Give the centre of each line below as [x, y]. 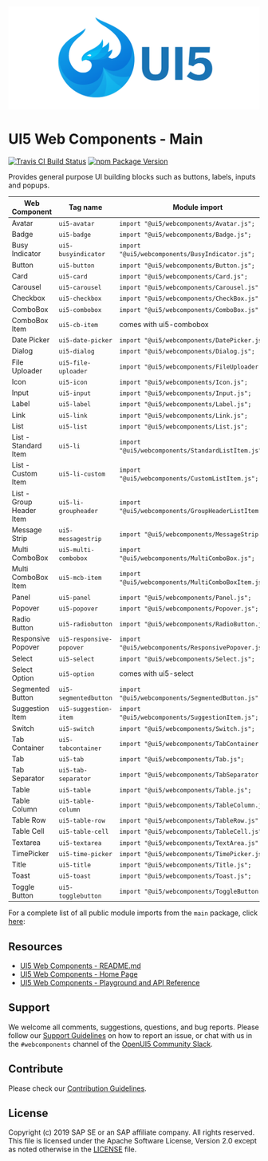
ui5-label [75, 405]
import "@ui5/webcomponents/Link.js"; [184, 416]
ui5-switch [77, 729]
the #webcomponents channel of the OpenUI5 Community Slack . [110, 1044]
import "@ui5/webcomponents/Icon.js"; [184, 382]
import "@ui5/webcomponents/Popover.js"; [189, 609]
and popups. [29, 185]
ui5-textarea [80, 843]
